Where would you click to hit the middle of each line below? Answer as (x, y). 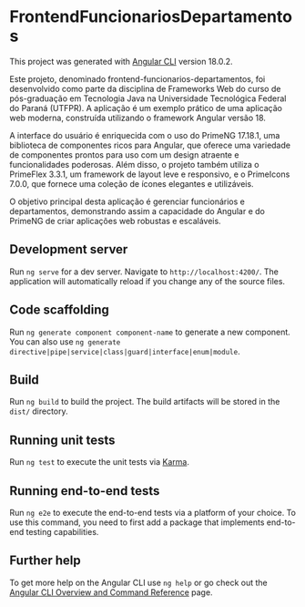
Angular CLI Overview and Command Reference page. (111, 592)
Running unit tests (62, 440)
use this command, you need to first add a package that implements (137, 522)
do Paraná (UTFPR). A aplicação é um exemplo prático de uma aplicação (146, 108)
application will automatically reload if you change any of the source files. (147, 281)
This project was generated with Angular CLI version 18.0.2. (122, 61)
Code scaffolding (59, 310)
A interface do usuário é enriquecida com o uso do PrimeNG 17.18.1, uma (145, 135)
